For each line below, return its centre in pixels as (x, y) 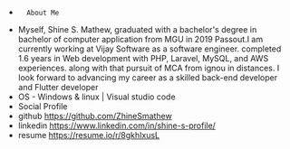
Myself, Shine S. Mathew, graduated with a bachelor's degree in (137, 29)
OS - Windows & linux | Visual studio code (97, 97)
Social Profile (43, 106)
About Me (43, 13)
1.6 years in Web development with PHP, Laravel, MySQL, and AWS (143, 58)
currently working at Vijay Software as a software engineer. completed (150, 49)
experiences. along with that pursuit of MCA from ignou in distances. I (149, 68)
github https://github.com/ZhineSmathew (95, 116)
